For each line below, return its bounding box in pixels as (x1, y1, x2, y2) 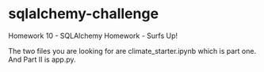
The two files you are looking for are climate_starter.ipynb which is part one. (8, 46, 256, 55)
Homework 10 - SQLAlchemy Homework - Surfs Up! (8, 31, 178, 40)
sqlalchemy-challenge (8, 5, 159, 23)
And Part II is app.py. (8, 55, 77, 64)
